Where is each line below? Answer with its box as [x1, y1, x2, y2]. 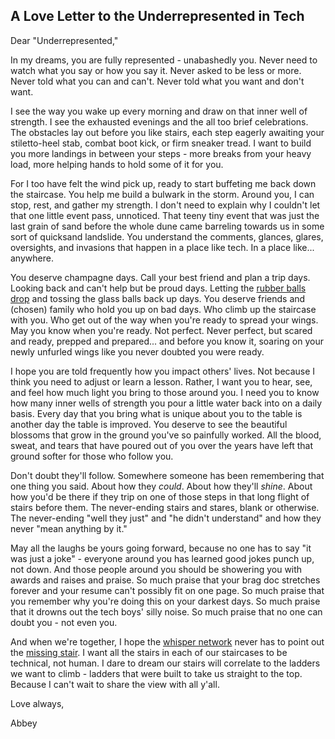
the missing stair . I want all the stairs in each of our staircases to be [10, 646, 288, 658]
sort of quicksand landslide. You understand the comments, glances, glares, [10, 230, 324, 243]
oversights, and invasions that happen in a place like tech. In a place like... [10, 241, 315, 253]
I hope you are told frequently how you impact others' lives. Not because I [10, 365, 316, 377]
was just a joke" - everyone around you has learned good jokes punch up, [10, 552, 315, 564]
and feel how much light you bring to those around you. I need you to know [10, 386, 320, 398]
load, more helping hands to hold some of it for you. [10, 158, 224, 170]
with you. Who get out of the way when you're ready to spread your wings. [10, 314, 319, 326]
